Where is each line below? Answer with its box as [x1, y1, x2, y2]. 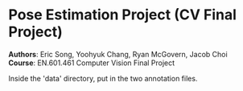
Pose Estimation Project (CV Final [8, 6, 237, 24]
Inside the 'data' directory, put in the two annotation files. [8, 73, 198, 83]
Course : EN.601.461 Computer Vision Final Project [8, 58, 175, 68]
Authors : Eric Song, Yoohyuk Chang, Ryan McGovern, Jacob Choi [8, 49, 228, 59]
